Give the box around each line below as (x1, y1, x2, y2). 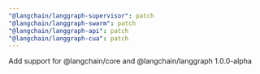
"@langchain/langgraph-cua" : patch (8, 34, 129, 43)
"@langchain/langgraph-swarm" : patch (8, 19, 136, 27)
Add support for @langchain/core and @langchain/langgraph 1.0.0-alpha (8, 56, 252, 66)
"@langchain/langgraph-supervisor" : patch (8, 11, 154, 20)
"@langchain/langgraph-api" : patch (8, 27, 129, 35)
